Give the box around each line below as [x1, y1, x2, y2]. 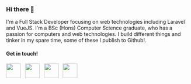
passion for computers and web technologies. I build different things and [6, 31, 181, 38]
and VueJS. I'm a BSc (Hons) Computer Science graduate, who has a [6, 24, 173, 31]
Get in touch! [6, 50, 39, 57]
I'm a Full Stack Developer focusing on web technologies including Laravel [6, 19, 185, 25]
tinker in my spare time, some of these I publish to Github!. [6, 37, 147, 44]
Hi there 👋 [6, 5, 35, 13]
